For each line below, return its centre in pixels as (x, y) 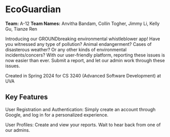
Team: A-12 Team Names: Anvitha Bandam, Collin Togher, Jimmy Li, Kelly (82, 23)
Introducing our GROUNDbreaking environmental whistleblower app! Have (83, 39)
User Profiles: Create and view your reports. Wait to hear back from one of (83, 125)
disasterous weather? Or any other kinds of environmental (66, 49)
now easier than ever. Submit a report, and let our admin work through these (85, 60)
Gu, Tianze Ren (21, 29)
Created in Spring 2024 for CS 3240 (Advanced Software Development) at (83, 75)
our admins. (18, 130)
